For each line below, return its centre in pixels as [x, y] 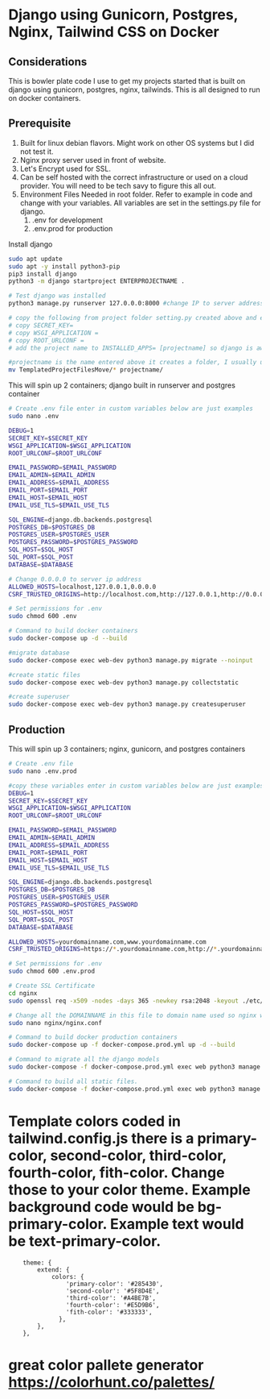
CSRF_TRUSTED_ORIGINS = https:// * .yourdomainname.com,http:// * [113, 949]
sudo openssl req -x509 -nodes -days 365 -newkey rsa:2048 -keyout [124, 1001]
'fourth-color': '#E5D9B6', [112, 1305]
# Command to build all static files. [73, 1081]
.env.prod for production [72, 228]
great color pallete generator [106, 1365]
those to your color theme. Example [129, 1189]
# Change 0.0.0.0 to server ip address [75, 579]
